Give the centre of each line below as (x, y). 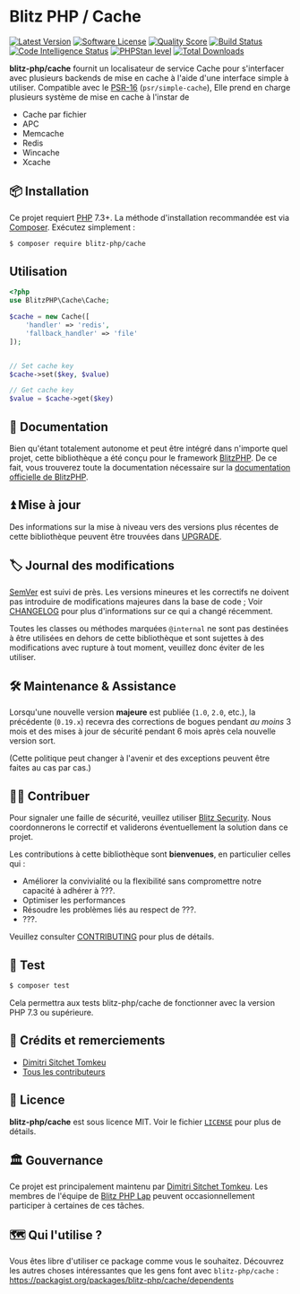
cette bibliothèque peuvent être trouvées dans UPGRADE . (116, 536)
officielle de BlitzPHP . (49, 477)
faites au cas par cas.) (50, 768)
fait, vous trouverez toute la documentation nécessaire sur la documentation (150, 467)
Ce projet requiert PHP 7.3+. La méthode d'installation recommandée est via (149, 217)
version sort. (33, 741)
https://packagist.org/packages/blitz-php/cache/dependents (122, 1281)
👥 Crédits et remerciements (87, 1040)
